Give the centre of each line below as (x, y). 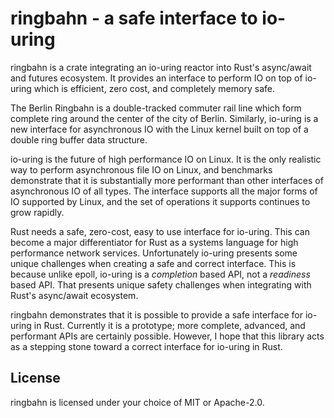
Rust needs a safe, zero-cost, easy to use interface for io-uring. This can (160, 231)
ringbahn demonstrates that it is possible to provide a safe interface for (156, 314)
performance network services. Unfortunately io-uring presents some (154, 253)
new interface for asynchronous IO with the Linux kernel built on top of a (159, 129)
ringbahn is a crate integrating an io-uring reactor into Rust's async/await (161, 67)
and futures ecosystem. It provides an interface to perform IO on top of (156, 78)
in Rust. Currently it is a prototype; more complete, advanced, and (169, 325)
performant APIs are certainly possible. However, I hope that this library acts (167, 336)
